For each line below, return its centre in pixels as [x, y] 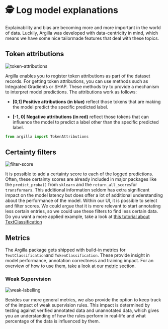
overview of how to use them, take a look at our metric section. [70, 266]
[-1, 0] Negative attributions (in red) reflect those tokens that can [81, 117]
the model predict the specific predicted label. [60, 107]
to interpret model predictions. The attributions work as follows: [71, 92]
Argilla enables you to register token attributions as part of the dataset [78, 76]
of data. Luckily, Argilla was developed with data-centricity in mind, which [82, 33]
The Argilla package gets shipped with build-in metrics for [65, 250]
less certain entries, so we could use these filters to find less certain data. [82, 211]
